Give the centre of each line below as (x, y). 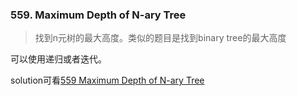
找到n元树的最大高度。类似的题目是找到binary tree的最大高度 (160, 38)
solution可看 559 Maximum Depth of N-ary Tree (107, 80)
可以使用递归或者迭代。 (58, 59)
